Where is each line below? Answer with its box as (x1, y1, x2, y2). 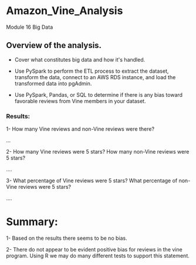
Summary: (6, 215, 59, 229)
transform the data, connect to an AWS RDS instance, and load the (14, 73, 176, 80)
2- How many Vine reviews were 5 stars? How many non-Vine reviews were (6, 148, 190, 155)
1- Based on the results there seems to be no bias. (6, 235, 127, 242)
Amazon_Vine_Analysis (6, 4, 123, 18)
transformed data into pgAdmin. (14, 80, 92, 87)
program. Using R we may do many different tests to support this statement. (6, 252, 190, 259)
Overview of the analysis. (6, 40, 102, 50)
